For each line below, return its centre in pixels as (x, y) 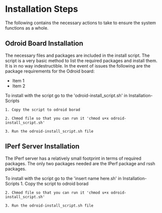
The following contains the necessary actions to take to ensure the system (81, 23)
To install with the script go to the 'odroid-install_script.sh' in (66, 95)
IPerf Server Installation (42, 146)
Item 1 (18, 80)
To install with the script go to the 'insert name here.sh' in (64, 178)
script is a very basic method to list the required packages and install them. (81, 61)
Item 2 (19, 86)
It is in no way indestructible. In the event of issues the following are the (78, 66)
